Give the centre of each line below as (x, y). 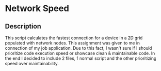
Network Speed (37, 8)
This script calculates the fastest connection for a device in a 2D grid (74, 38)
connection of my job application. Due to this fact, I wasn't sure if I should (79, 48)
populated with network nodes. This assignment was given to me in (72, 43)
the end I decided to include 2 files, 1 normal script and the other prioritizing (81, 58)
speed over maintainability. (32, 64)
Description (23, 26)
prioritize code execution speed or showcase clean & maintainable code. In (80, 53)
